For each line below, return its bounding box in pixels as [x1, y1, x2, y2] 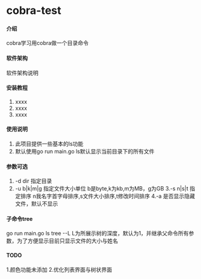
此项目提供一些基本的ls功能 [15, 140, 84, 147]
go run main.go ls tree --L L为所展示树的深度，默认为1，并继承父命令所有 [6, 230, 189, 237]
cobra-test [6, 4, 62, 18]
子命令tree [6, 215, 33, 222]
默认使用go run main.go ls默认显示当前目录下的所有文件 [15, 148, 155, 155]
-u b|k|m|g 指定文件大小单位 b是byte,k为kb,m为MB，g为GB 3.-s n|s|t [15, 185, 189, 192]
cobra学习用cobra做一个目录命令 [6, 39, 89, 47]
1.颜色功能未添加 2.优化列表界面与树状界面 [6, 266, 112, 273]
